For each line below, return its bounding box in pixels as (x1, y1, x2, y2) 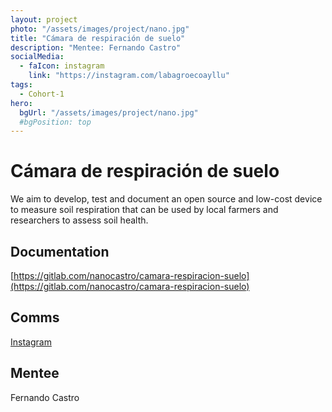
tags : (10, 80, 33, 90)
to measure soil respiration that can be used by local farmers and (10, 204, 279, 216)
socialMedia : (10, 52, 65, 62)
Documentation (10, 243, 110, 260)
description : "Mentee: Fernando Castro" (10, 42, 182, 53)
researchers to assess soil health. (10, 214, 149, 226)
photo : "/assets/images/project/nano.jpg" (10, 24, 190, 34)
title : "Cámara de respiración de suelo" (10, 33, 186, 43)
